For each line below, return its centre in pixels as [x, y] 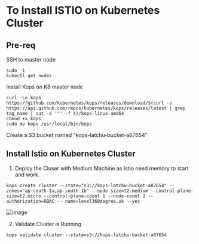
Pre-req [21, 45]
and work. [27, 175]
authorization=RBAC [30, 201]
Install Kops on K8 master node [45, 87]
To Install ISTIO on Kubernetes [83, 10]
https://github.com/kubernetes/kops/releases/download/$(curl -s [89, 103]
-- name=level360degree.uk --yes [99, 201]
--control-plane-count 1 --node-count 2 [95, 196]
